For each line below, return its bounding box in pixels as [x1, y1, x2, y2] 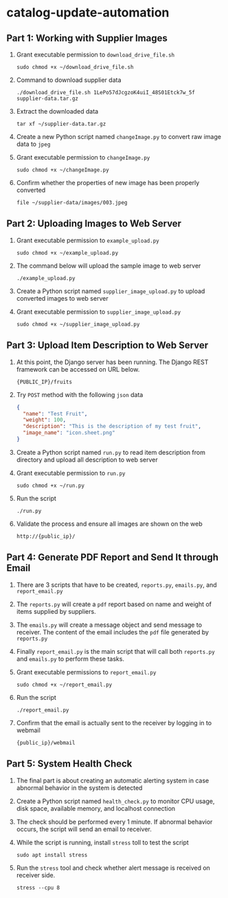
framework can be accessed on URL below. [16, 365, 140, 373]
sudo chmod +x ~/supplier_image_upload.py [16, 321, 140, 328]
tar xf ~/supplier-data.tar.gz [16, 120, 106, 127]
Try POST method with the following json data [16, 390, 144, 398]
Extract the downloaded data [16, 107, 99, 115]
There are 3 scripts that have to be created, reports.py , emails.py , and [16, 580, 217, 589]
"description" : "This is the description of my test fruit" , [23, 423, 202, 430]
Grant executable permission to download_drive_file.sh [16, 50, 175, 58]
